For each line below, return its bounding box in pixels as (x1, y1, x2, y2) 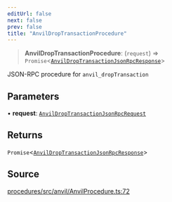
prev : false (7, 23, 42, 30)
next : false (7, 17, 42, 24)
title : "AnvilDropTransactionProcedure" (7, 29, 128, 37)
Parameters (7, 90, 60, 102)
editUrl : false (7, 10, 52, 18)
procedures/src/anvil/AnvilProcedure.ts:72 (7, 187, 130, 195)
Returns (7, 129, 44, 141)
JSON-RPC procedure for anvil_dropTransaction (7, 70, 149, 79)
